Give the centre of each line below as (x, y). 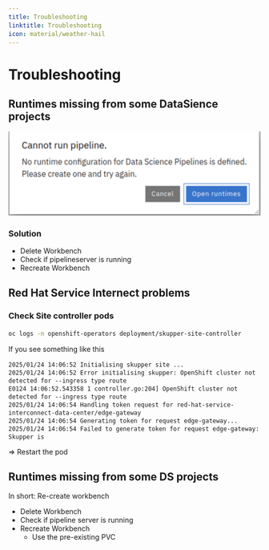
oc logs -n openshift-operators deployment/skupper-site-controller (125, 334)
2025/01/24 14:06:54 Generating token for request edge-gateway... (123, 421)
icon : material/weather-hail (57, 34)
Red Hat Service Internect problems (99, 293)
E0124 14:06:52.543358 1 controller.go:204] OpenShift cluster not (123, 389)
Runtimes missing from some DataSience (113, 104)
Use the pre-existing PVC (74, 537)
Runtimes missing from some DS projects (113, 477)
